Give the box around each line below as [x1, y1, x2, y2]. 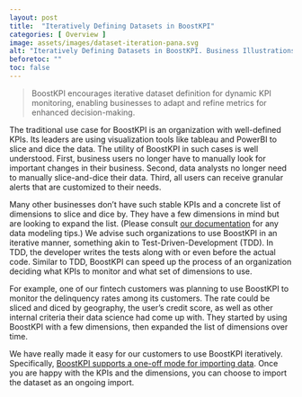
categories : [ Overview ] [9, 30, 106, 39]
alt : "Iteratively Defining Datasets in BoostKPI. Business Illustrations [9, 47, 296, 56]
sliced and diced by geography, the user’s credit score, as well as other [9, 302, 273, 313]
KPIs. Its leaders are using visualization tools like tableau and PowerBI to [9, 134, 277, 145]
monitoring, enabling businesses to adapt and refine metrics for [31, 97, 267, 108]
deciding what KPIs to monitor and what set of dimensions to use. [9, 266, 253, 277]
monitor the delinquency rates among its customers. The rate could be [9, 293, 271, 304]
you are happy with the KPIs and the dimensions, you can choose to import [9, 367, 288, 378]
